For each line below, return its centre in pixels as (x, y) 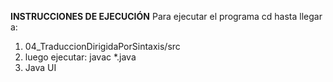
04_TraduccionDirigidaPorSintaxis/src (102, 46)
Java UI (40, 67)
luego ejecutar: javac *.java (80, 57)
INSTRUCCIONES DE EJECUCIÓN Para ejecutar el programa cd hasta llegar (166, 16)
